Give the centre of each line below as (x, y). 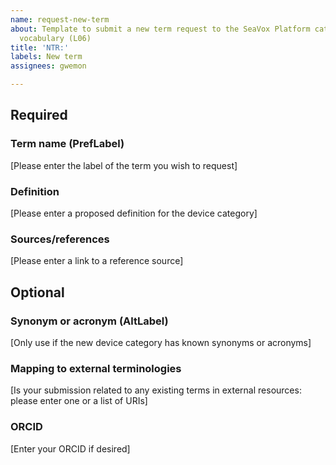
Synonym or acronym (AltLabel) (89, 321)
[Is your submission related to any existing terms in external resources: (156, 390)
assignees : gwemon (48, 66)
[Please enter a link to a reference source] (97, 261)
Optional (37, 292)
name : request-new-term (60, 19)
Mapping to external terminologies (96, 368)
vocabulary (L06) (55, 38)
